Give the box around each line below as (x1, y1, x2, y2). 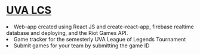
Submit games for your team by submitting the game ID (14, 42, 150, 49)
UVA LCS (6, 4, 52, 17)
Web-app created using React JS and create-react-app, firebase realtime (14, 23, 194, 30)
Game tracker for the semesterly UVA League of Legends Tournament (14, 35, 186, 43)
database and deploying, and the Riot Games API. (6, 29, 128, 36)
